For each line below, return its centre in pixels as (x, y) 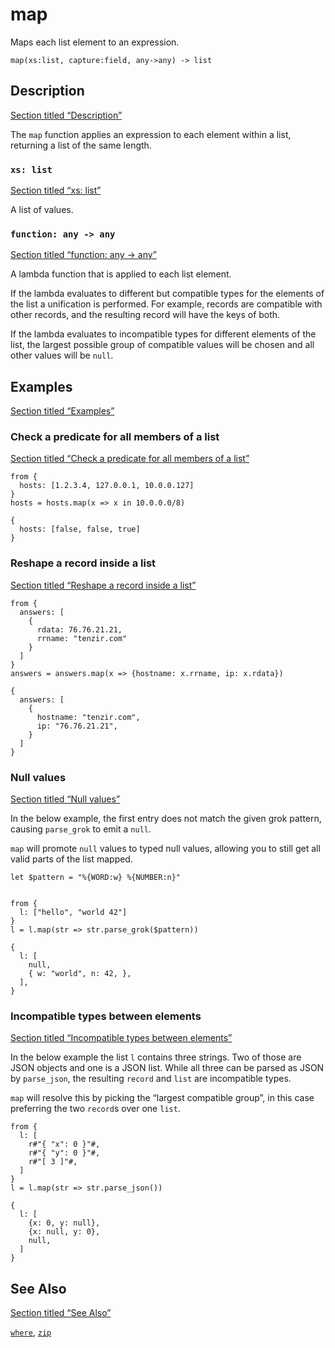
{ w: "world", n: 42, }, (80, 974)
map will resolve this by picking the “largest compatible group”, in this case (162, 1098)
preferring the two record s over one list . (95, 1109)
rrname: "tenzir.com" (82, 638)
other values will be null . (62, 355)
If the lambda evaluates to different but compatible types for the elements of (167, 294)
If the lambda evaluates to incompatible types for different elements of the (163, 334)
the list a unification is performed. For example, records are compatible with (166, 304)
